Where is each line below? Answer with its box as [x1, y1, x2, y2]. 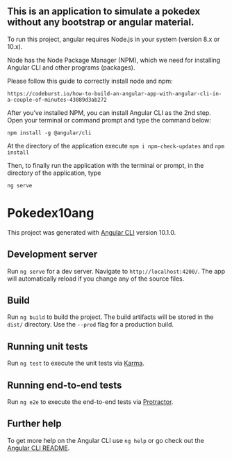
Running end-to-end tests [7, 379, 122, 391]
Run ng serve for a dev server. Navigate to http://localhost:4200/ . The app [7, 267, 226, 275]
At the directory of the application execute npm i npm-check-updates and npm [7, 141, 224, 150]
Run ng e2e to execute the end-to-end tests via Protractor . [7, 398, 174, 406]
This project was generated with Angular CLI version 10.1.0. [7, 228, 176, 236]
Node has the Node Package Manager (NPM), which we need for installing [7, 56, 221, 64]
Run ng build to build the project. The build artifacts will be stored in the [7, 313, 214, 321]
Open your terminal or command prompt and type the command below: [7, 116, 212, 124]
